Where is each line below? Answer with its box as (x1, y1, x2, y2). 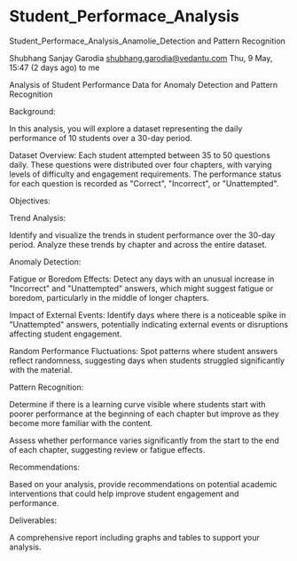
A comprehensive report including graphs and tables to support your (9, 532, 260, 542)
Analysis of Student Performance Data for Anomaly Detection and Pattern (9, 79, 278, 90)
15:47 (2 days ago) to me (9, 62, 100, 73)
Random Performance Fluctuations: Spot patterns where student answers (9, 345, 278, 356)
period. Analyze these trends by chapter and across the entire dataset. (9, 239, 268, 249)
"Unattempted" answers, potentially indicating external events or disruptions (9, 319, 289, 329)
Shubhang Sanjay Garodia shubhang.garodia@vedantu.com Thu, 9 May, (9, 52, 273, 63)
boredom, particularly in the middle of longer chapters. (9, 292, 210, 303)
